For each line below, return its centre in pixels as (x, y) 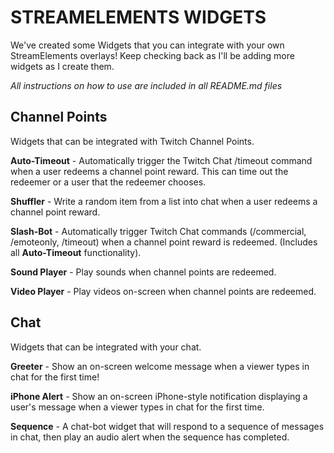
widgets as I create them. (62, 66)
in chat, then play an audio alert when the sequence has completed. (150, 437)
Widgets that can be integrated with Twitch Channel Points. (132, 141)
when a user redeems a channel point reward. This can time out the (149, 171)
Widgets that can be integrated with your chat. (106, 347)
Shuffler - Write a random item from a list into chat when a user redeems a (164, 201)
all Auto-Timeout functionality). (76, 252)
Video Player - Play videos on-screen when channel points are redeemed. (163, 291)
